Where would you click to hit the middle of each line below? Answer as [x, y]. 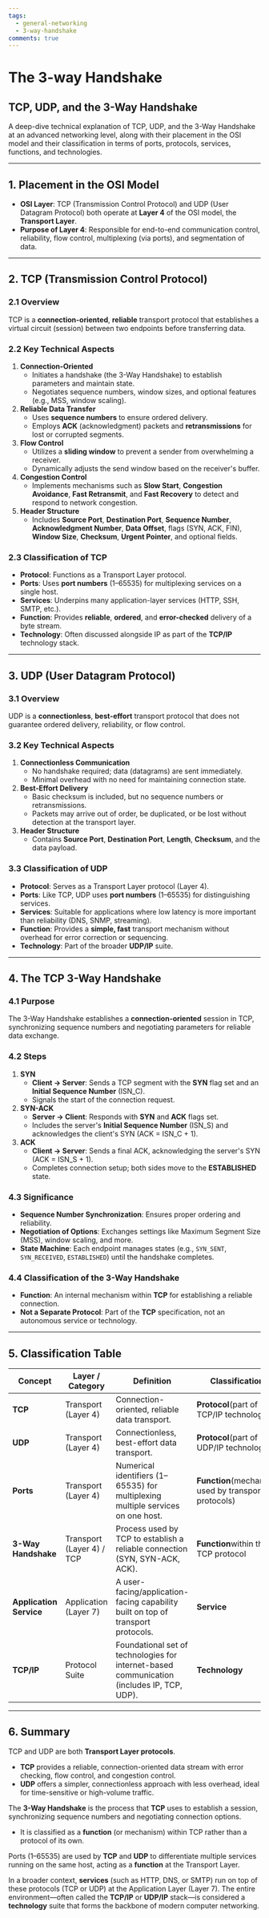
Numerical [135, 1466]
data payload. [54, 848]
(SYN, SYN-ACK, [148, 1559]
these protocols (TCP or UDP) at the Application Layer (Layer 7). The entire [132, 1888]
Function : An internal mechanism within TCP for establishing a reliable [136, 1295]
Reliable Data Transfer [58, 409]
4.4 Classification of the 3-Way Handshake [94, 1278]
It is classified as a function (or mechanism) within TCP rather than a [133, 1831]
